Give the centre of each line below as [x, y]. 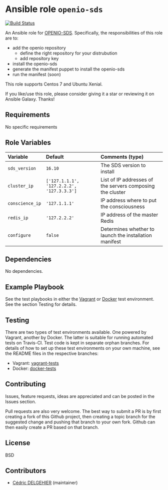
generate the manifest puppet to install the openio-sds [68, 69]
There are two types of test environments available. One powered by [76, 332]
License [18, 443]
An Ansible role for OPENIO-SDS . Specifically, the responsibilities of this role [84, 33]
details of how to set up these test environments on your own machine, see [82, 348]
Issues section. [21, 401]
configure [19, 235]
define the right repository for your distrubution [68, 53]
